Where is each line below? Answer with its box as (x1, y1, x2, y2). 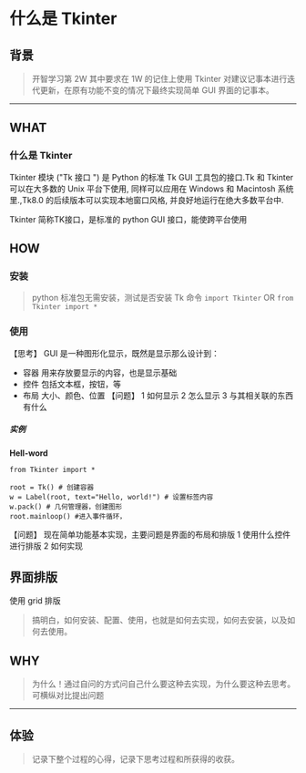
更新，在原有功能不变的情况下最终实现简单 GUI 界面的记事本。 (39, 85, 275, 96)
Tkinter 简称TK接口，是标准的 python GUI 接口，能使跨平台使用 (9, 213, 248, 224)
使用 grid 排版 (9, 595, 61, 606)
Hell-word (9, 448, 48, 459)
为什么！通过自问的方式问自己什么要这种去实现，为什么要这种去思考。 (31, 678, 296, 689)
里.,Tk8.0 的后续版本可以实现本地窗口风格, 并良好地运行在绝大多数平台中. (9, 194, 284, 205)
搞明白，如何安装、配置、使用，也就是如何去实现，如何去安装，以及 (31, 614, 288, 625)
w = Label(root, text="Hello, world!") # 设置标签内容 (9, 492, 214, 501)
